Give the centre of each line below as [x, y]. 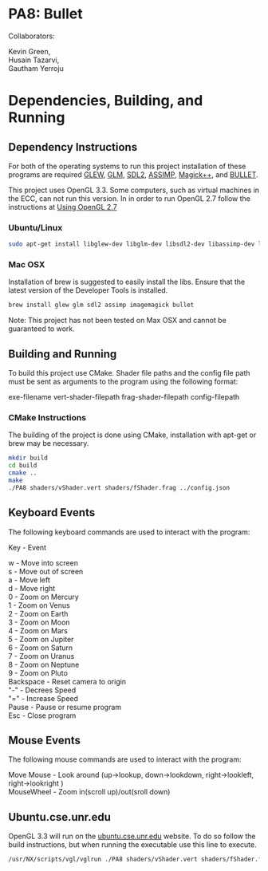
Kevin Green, [30, 51]
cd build [23, 466]
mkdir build [28, 458]
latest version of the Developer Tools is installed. [88, 290]
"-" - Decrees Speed [42, 690]
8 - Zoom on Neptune [44, 664]
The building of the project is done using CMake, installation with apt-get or [132, 435]
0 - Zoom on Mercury [44, 597]
